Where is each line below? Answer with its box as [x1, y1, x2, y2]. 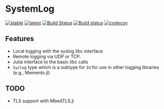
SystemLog [5, 3, 54, 15]
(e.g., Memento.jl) [12, 69, 50, 76]
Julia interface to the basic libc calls [12, 59, 88, 65]
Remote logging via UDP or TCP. [12, 53, 81, 59]
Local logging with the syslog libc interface [12, 48, 103, 54]
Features [5, 34, 34, 43]
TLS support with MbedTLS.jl [12, 97, 74, 104]
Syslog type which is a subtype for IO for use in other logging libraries [12, 64, 159, 70]
